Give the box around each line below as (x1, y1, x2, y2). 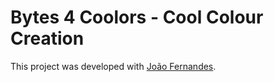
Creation (10, 27, 85, 50)
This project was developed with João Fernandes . (10, 60, 217, 72)
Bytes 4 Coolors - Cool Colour (10, 6, 264, 29)
